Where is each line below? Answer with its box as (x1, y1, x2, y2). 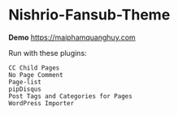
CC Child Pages (8, 63, 60, 72)
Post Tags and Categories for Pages (8, 92, 132, 100)
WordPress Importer (8, 99, 75, 107)
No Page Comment (8, 70, 63, 79)
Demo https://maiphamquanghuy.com (8, 32, 136, 42)
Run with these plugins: (8, 48, 87, 57)
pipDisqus (8, 85, 42, 93)
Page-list (8, 78, 42, 86)
